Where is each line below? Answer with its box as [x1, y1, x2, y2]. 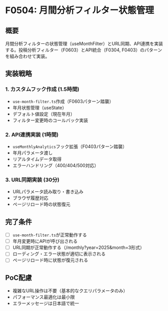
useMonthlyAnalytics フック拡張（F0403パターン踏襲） [12, 143, 128, 149]
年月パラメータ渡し [12, 149, 53, 155]
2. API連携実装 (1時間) [5, 131, 59, 138]
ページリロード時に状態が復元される [12, 257, 89, 263]
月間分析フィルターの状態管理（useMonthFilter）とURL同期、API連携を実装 [5, 41, 163, 46]
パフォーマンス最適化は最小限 [12, 294, 75, 300]
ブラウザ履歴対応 [12, 195, 49, 201]
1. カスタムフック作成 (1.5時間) [5, 86, 79, 93]
